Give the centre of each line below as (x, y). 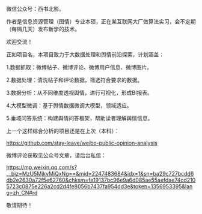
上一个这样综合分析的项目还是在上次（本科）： (63, 131)
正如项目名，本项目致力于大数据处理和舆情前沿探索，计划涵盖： (85, 55)
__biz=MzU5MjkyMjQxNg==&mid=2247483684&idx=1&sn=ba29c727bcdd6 (100, 174)
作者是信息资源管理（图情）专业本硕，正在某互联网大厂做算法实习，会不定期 (101, 22)
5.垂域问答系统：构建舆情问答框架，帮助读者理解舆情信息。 (80, 118)
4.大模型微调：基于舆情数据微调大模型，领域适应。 (69, 106)
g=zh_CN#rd (22, 193)
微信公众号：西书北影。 (35, 9)
